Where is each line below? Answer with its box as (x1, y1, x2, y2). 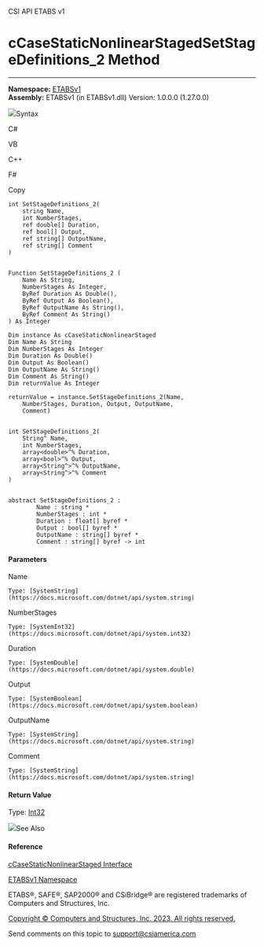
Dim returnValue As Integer (8, 379, 101, 387)
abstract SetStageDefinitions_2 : (8, 496, 122, 504)
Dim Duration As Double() (8, 352, 93, 360)
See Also (16, 824, 46, 833)
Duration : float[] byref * (36, 517, 128, 525)
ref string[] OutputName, (22, 235, 108, 242)
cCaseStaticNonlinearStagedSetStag (8, 35, 256, 52)
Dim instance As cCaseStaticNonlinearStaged (8, 331, 156, 339)
